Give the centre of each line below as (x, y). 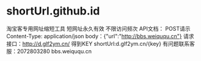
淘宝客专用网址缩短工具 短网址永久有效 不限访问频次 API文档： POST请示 (98, 28)
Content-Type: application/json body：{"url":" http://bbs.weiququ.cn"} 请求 (100, 36)
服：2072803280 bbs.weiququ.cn (49, 51)
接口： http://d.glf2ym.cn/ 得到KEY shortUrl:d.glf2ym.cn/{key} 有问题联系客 (101, 43)
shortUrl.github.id (53, 11)
